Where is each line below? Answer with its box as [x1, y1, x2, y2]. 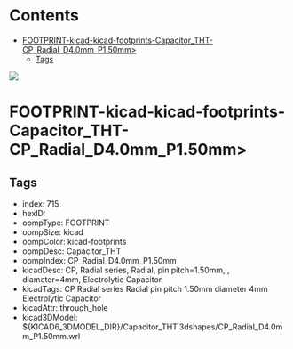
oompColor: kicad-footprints [21, 236, 127, 247]
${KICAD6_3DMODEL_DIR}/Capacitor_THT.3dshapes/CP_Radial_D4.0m [21, 321, 283, 332]
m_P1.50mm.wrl [21, 330, 81, 341]
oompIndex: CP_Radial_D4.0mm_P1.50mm [21, 255, 178, 265]
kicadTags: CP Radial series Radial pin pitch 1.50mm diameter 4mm [21, 283, 268, 294]
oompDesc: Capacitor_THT [21, 246, 122, 256]
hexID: [21, 207, 46, 218]
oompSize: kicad [21, 226, 84, 237]
